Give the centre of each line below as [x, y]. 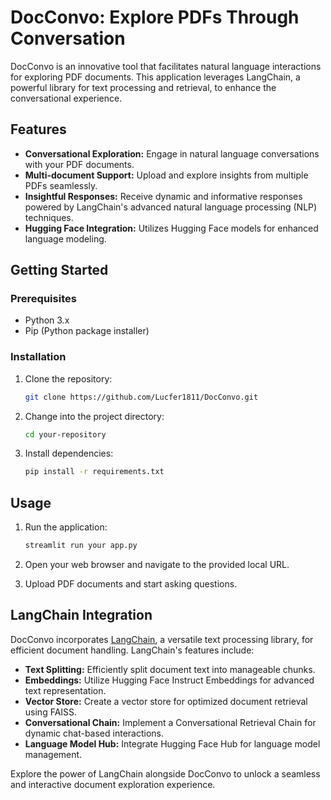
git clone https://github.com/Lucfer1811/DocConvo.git [141, 397]
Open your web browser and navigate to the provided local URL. [157, 565]
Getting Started [59, 270]
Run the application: [66, 527]
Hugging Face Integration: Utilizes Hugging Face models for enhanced [171, 228]
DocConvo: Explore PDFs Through [155, 17]
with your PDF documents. [79, 164]
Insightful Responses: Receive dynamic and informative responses [163, 196]
